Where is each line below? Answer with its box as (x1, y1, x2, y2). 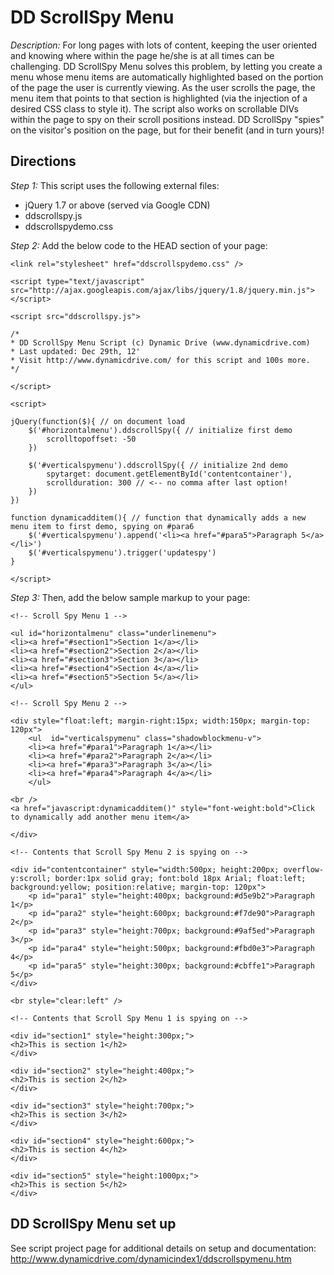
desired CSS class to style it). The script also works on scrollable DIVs (10, 102, 299, 115)
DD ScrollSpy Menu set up (10, 1216, 177, 1233)
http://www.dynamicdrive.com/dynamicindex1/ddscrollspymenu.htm (10, 1252, 292, 1265)
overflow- (283, 864, 325, 875)
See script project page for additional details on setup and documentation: (10, 1242, 317, 1254)
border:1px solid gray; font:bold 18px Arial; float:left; (54, 873, 307, 883)
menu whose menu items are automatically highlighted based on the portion (10, 71, 324, 83)
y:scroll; (10, 873, 52, 883)
